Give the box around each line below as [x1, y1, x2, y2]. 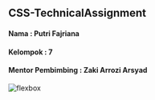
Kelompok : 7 [8, 47, 53, 57]
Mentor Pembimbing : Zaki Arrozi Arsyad [8, 66, 148, 75]
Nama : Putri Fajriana [8, 28, 80, 38]
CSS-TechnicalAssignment [8, 6, 147, 20]
